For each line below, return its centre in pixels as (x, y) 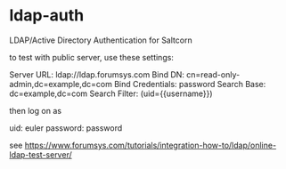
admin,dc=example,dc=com (61, 84)
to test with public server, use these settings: (91, 57)
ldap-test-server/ (41, 154)
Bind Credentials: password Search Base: (190, 84)
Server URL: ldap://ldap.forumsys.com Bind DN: (97, 74)
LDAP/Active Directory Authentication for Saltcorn (101, 40)
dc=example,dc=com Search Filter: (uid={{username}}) (111, 93)
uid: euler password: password (66, 128)
